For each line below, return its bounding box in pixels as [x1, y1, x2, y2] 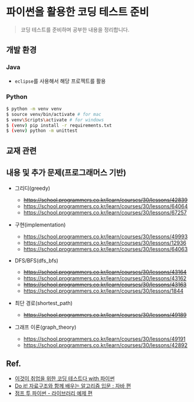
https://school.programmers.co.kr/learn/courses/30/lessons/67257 [23, 209, 187, 216]
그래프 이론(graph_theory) [14, 323, 77, 330]
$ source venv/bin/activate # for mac [6, 111, 101, 117]
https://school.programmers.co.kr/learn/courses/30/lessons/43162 [23, 274, 187, 281]
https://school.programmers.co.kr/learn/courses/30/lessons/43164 [23, 268, 187, 275]
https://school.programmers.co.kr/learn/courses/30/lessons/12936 [23, 239, 187, 246]
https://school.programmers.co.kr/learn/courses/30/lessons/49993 [23, 233, 188, 240]
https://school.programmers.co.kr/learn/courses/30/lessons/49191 [23, 335, 186, 342]
